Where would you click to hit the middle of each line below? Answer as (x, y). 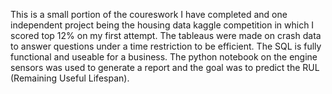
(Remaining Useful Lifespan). (70, 78)
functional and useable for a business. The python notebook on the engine (164, 57)
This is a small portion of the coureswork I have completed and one (149, 14)
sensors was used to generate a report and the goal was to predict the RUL (165, 67)
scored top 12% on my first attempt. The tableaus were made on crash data (166, 35)
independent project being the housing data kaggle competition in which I (162, 25)
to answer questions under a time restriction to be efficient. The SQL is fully (166, 46)
